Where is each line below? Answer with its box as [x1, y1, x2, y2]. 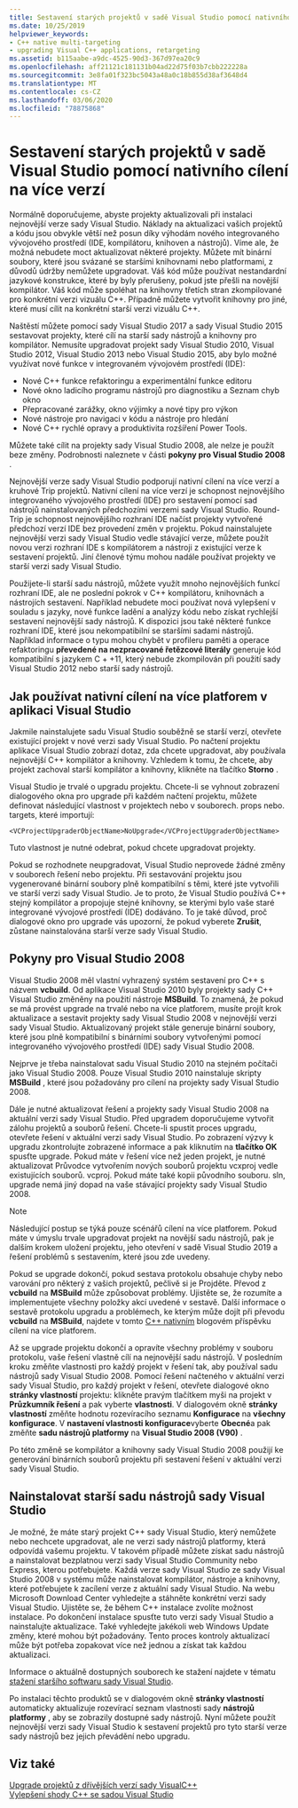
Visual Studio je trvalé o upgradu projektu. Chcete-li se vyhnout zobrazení [9, 781, 279, 791]
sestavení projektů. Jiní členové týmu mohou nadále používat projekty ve [9, 551, 277, 562]
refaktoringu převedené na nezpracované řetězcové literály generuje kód [9, 645, 281, 655]
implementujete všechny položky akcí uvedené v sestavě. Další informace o [9, 1297, 286, 1307]
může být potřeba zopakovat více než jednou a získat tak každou [9, 1639, 247, 1650]
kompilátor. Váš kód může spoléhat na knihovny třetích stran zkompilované [9, 285, 282, 296]
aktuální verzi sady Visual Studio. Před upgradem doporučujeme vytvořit [9, 1113, 275, 1123]
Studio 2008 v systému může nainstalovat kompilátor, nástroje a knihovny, [9, 1574, 281, 1584]
